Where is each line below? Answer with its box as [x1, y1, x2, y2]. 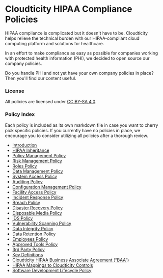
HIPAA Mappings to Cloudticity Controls [12, 262, 93, 268]
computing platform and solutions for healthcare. [5, 40, 104, 46]
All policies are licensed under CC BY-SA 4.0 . [5, 99, 97, 105]
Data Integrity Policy [12, 225, 54, 231]
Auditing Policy [12, 178, 43, 185]
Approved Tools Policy [12, 241, 58, 247]
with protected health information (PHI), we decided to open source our [5, 55, 150, 61]
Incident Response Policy [12, 194, 64, 200]
